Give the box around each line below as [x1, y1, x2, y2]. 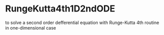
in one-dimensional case [5, 24, 56, 30]
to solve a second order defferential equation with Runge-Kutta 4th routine [5, 19, 159, 25]
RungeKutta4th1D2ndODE [5, 3, 115, 14]
